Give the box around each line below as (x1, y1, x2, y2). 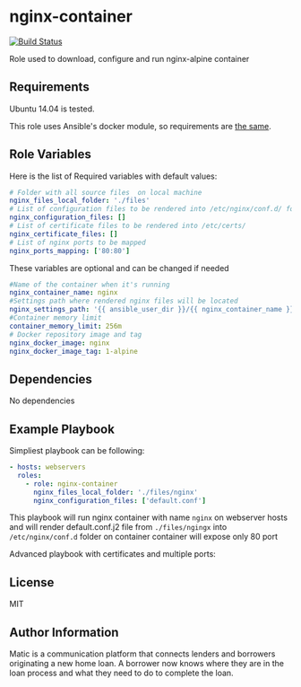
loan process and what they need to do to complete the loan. (9, 667, 235, 679)
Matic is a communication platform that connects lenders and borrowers (9, 648, 276, 659)
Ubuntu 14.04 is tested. (9, 103, 96, 114)
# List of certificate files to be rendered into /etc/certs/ (9, 222, 246, 231)
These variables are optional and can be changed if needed (9, 262, 230, 273)
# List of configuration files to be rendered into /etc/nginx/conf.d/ (9, 205, 282, 214)
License (9, 575, 55, 590)
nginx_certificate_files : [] (9, 229, 118, 239)
